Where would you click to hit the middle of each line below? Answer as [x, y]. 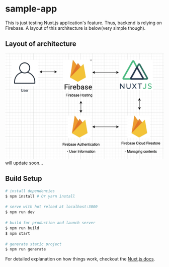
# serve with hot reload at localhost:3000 [52, 207]
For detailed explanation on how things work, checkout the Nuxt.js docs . [80, 259]
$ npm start [18, 233]
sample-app [31, 9]
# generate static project [33, 244]
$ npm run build [22, 228]
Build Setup [24, 179]
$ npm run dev [20, 212]
